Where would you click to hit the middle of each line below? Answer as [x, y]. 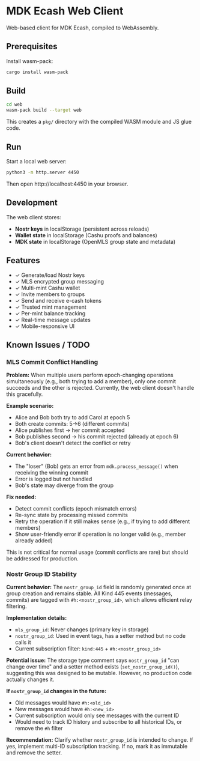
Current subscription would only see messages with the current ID [97, 715]
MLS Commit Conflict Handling [52, 362]
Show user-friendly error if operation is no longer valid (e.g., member [100, 534]
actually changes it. [30, 679]
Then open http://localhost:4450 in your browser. [67, 184]
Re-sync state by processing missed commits [71, 515]
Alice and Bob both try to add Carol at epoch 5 [72, 417]
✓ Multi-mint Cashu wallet [47, 288]
